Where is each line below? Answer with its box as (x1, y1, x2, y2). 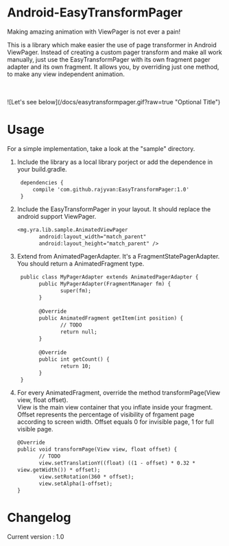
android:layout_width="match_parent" (38, 233, 147, 240)
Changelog (7, 510, 71, 525)
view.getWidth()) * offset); (16, 466, 101, 473)
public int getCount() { (38, 355, 110, 363)
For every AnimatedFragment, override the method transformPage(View (16, 388, 221, 396)
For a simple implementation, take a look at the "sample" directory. (7, 144, 195, 152)
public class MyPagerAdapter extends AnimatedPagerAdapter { (20, 273, 199, 281)
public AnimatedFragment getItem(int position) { (38, 314, 184, 322)
